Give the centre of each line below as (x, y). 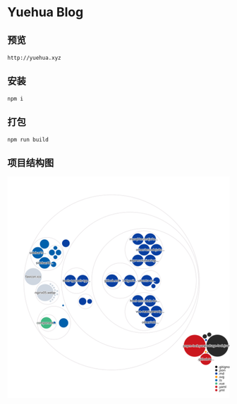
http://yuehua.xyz (34, 58)
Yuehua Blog (45, 12)
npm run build (28, 139)
